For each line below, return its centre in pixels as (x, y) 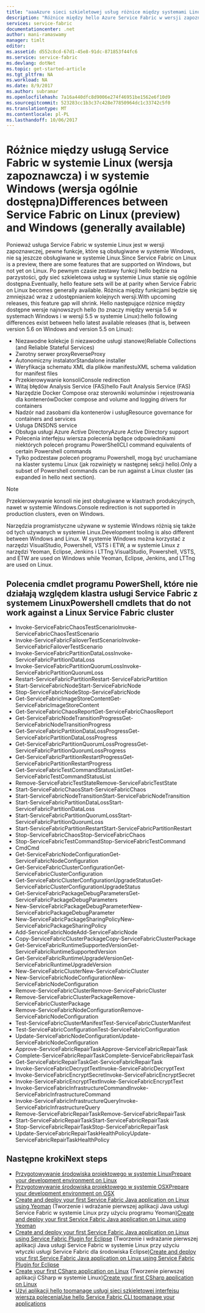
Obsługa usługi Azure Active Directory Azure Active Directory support (102, 432)
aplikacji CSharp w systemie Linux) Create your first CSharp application (104, 1278)
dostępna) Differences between (87, 202)
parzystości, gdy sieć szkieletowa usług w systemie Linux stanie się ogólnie (102, 277)
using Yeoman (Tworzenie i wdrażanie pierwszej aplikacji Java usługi (102, 1206)
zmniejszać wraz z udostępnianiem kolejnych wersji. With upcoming (91, 297)
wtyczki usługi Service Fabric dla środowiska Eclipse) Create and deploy (106, 1251)
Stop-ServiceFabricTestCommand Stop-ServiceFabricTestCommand (100, 841)
